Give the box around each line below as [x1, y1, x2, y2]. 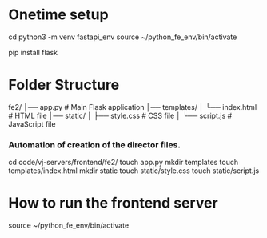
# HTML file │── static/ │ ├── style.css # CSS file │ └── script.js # [8, 111, 233, 120]
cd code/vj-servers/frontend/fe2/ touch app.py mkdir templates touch [8, 158, 239, 167]
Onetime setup [8, 6, 110, 24]
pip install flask [8, 47, 58, 57]
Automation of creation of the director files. [8, 139, 181, 150]
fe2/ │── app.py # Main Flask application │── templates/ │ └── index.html [8, 102, 257, 111]
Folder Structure [8, 76, 120, 94]
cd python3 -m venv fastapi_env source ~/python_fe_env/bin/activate [8, 32, 237, 42]
